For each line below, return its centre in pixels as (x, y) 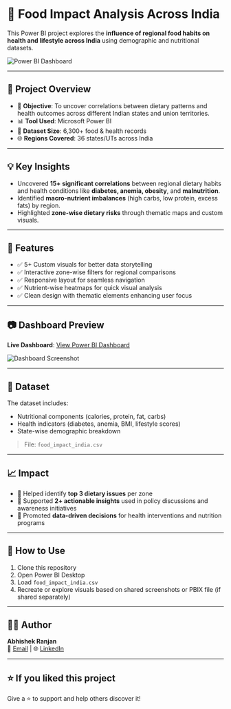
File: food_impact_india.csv (63, 444)
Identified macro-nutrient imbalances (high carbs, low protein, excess (117, 198)
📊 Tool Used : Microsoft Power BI (64, 121)
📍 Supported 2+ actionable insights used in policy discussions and (112, 501)
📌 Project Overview (49, 89)
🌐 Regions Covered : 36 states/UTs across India (85, 138)
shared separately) (44, 597)
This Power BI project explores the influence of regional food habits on (109, 33)
